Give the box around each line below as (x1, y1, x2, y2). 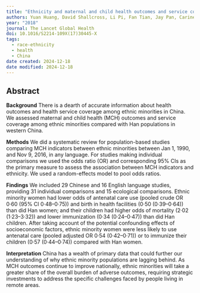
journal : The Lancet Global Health (6, 25, 95, 31)
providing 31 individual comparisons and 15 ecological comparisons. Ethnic (6, 188, 190, 195)
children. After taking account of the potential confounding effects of (6, 219, 175, 226)
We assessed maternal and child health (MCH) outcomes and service (6, 114, 176, 122)
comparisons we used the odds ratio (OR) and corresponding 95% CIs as (6, 157, 186, 165)
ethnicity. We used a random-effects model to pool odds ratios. (6, 170, 162, 177)
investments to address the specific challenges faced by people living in (6, 275, 183, 282)
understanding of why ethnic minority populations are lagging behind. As (6, 256, 185, 263)
